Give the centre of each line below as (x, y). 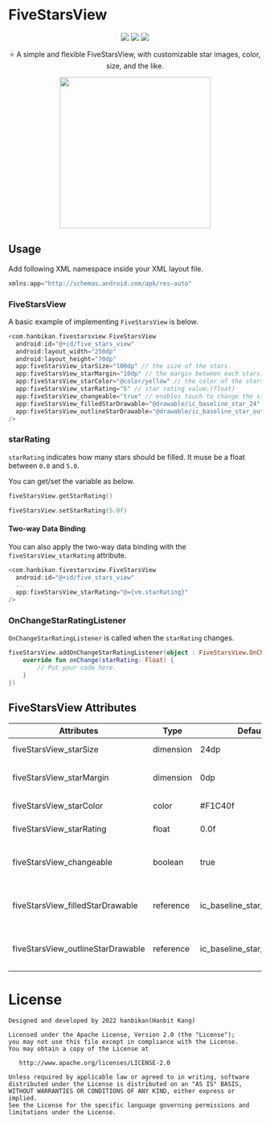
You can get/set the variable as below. (72, 481)
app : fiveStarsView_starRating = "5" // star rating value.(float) (125, 389)
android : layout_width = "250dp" (66, 351)
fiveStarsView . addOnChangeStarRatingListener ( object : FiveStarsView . (129, 653)
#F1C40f (217, 806)
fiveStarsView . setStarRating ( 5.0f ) (68, 510)
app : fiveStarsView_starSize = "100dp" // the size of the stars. (123, 367)
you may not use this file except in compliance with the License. (124, 1042)
